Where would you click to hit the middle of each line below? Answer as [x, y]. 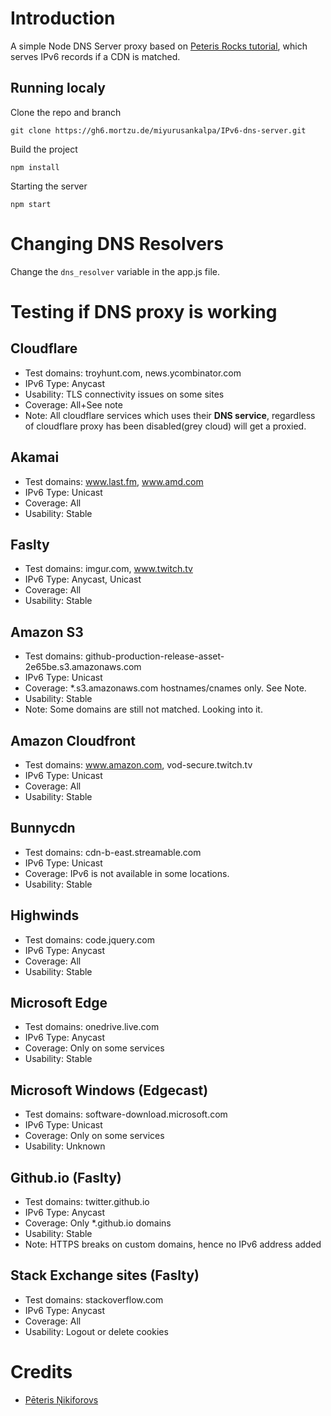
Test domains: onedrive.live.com [92, 1027]
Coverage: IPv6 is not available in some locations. [127, 873]
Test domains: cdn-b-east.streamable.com [113, 852]
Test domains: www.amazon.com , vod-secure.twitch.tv [138, 764]
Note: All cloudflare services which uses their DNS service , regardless [170, 415]
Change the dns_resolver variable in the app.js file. [115, 271]
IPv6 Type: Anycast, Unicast [83, 579]
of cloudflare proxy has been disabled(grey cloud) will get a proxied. [165, 426]
